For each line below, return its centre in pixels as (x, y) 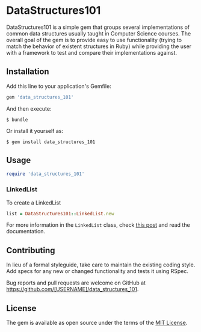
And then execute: (29, 108)
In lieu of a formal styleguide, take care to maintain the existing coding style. (101, 265)
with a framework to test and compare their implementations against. (92, 52)
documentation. (26, 232)
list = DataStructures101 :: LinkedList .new (60, 214)
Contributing (31, 250)
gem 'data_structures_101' (40, 97)
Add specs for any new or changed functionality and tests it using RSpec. (97, 271)
